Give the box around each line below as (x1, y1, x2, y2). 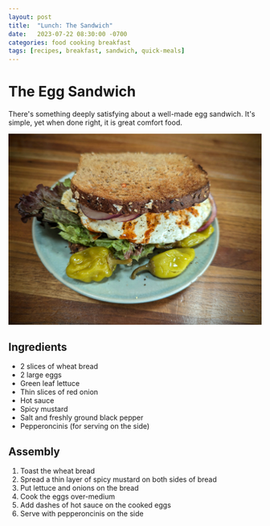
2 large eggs (19, 370, 62, 380)
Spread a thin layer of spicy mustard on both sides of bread (19, 475, 217, 484)
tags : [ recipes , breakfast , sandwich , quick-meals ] (8, 47, 185, 55)
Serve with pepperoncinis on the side (19, 509, 144, 519)
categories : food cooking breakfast (8, 39, 131, 47)
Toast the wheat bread (19, 466, 95, 476)
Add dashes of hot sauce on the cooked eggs (19, 500, 171, 510)
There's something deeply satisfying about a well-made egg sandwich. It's (8, 109, 256, 119)
